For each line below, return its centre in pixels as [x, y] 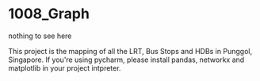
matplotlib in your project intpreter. [65, 67]
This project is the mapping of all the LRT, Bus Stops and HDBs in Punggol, [130, 51]
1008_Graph [49, 14]
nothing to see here [40, 36]
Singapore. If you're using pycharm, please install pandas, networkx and [126, 60]
